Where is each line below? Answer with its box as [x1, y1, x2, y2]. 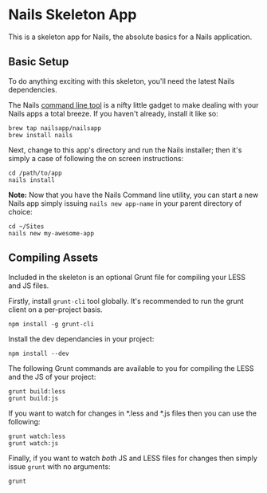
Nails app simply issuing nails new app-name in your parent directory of [8, 198, 242, 208]
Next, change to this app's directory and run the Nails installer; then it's [8, 145, 242, 155]
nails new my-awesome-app [8, 229, 94, 237]
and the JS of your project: [8, 372, 96, 381]
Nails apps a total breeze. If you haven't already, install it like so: [8, 108, 219, 118]
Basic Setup [8, 55, 69, 69]
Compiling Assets [8, 251, 98, 265]
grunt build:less [8, 387, 66, 396]
